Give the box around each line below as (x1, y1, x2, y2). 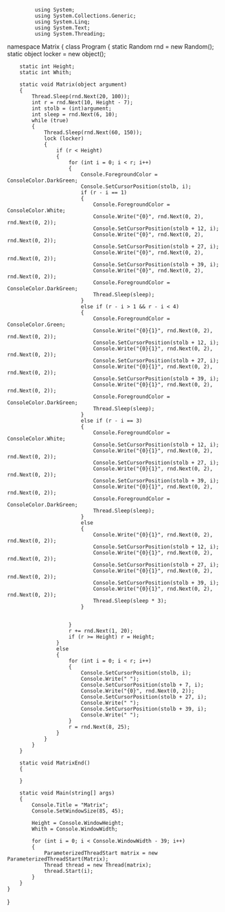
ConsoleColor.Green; (7, 321, 67, 328)
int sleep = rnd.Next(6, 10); (32, 111, 118, 118)
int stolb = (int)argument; (32, 105, 112, 112)
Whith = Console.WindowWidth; (32, 826, 118, 832)
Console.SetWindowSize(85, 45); (32, 808, 125, 815)
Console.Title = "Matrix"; (32, 802, 109, 808)
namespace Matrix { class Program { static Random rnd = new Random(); (7, 43, 214, 51)
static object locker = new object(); (7, 50, 106, 58)
